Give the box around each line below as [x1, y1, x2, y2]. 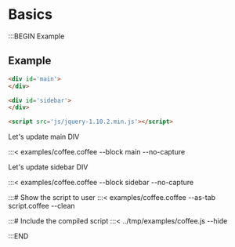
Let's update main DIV [8, 132, 80, 142]
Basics [8, 5, 53, 24]
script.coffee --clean [8, 202, 76, 211]
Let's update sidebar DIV [8, 162, 89, 172]
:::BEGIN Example [8, 31, 65, 41]
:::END [8, 231, 29, 241]
